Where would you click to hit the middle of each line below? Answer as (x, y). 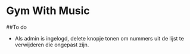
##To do (16, 27)
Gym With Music (48, 11)
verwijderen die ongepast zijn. (52, 45)
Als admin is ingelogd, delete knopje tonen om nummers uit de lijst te (99, 38)
